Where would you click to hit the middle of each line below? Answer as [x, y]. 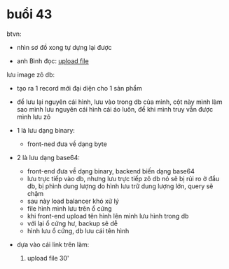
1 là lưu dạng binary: [46, 130]
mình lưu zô [34, 117]
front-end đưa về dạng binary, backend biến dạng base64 [111, 171]
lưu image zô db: [31, 74]
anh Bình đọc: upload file [53, 61]
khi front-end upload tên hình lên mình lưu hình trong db [108, 216]
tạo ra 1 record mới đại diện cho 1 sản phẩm [79, 88]
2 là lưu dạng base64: [48, 157]
